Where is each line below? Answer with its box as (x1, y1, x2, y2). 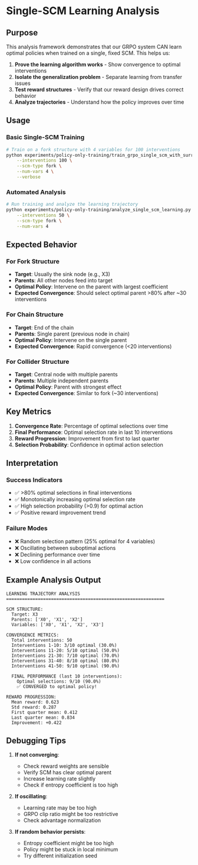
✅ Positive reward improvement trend (14, 509, 106, 517)
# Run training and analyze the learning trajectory (6, 202, 138, 208)
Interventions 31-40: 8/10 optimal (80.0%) (11, 657, 120, 664)
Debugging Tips (6, 735, 67, 745)
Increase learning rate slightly (23, 775, 96, 782)
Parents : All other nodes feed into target (14, 277, 113, 284)
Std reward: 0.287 (11, 704, 57, 710)
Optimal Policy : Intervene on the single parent (14, 336, 127, 343)
